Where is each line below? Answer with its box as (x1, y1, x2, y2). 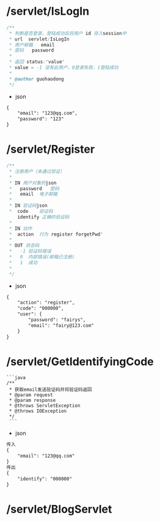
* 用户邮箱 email (9, 42, 55, 48)
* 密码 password (9, 47, 54, 53)
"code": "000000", (17, 305, 64, 312)
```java (6, 375, 26, 381)
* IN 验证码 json (9, 202, 48, 209)
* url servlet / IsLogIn (9, 36, 70, 42)
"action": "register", (17, 299, 75, 306)
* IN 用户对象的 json (9, 180, 57, 186)
